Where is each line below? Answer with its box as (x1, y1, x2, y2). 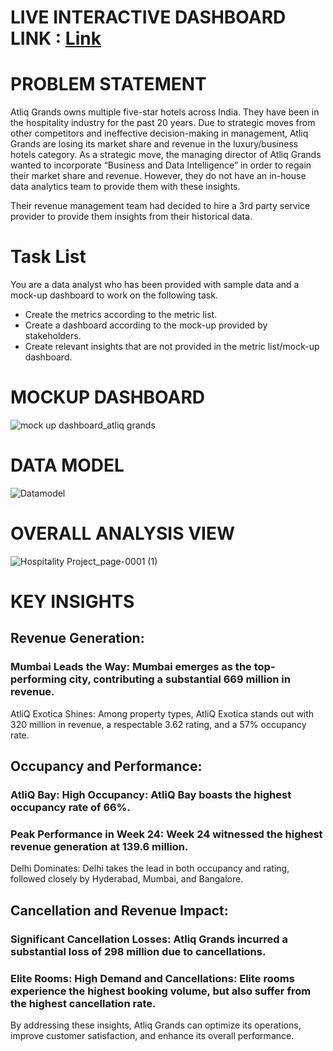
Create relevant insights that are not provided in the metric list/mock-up (24, 341, 320, 353)
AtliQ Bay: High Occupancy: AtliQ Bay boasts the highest (10, 788, 292, 802)
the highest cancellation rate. (10, 996, 157, 1010)
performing (10, 672, 67, 686)
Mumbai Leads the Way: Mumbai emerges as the (10, 660, 252, 674)
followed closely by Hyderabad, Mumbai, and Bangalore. (10, 873, 244, 885)
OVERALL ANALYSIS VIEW (10, 522, 235, 545)
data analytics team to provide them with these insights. (10, 181, 241, 193)
